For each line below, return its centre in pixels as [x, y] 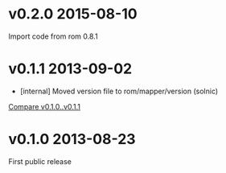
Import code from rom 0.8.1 [53, 36]
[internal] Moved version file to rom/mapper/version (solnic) [119, 91]
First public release [40, 161]
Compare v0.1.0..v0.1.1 [45, 106]
